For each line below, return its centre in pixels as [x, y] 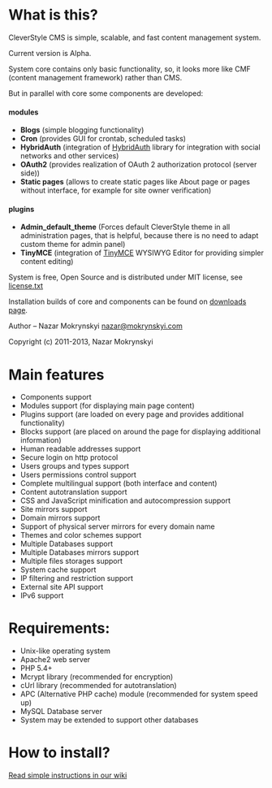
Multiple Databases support [67, 544]
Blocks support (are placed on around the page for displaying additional [140, 431]
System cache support [58, 569]
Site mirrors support [54, 509]
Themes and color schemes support [81, 535]
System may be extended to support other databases [109, 720]
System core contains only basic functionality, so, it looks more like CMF [130, 69]
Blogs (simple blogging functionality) [82, 130]
